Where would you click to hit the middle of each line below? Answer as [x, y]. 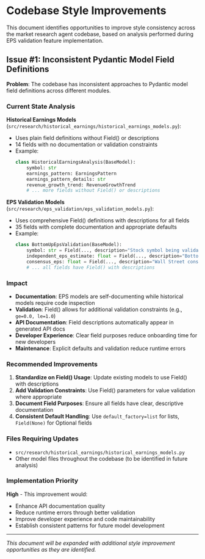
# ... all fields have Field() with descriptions [91, 267]
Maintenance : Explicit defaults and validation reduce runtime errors [100, 348]
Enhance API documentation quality [60, 506]
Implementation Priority [42, 481]
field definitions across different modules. [59, 90]
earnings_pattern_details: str [66, 179]
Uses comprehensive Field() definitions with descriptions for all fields [102, 221]
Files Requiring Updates [42, 439]
